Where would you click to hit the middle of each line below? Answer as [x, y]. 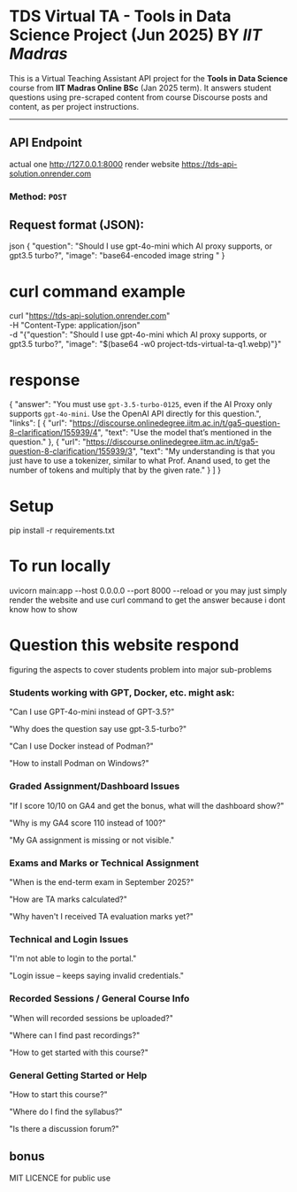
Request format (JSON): [76, 225]
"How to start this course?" [58, 1094]
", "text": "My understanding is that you [204, 451]
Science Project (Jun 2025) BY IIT [136, 35]
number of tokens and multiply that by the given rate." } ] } [115, 470]
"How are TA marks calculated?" [69, 899]
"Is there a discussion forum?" [64, 1128]
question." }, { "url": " [48, 442]
